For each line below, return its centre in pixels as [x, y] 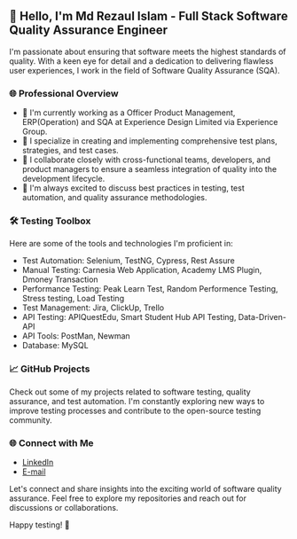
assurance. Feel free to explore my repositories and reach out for [128, 498]
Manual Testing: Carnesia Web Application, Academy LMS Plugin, [142, 270]
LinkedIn [38, 462]
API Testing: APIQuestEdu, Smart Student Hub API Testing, [129, 317]
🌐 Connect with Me [52, 442]
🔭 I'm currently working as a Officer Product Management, [129, 113]
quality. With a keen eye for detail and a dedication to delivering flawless [141, 61]
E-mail [34, 472]
